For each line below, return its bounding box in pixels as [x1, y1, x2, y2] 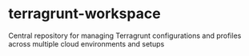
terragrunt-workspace [8, 5, 162, 23]
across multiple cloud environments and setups [8, 39, 165, 48]
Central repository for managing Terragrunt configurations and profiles [8, 31, 242, 40]
